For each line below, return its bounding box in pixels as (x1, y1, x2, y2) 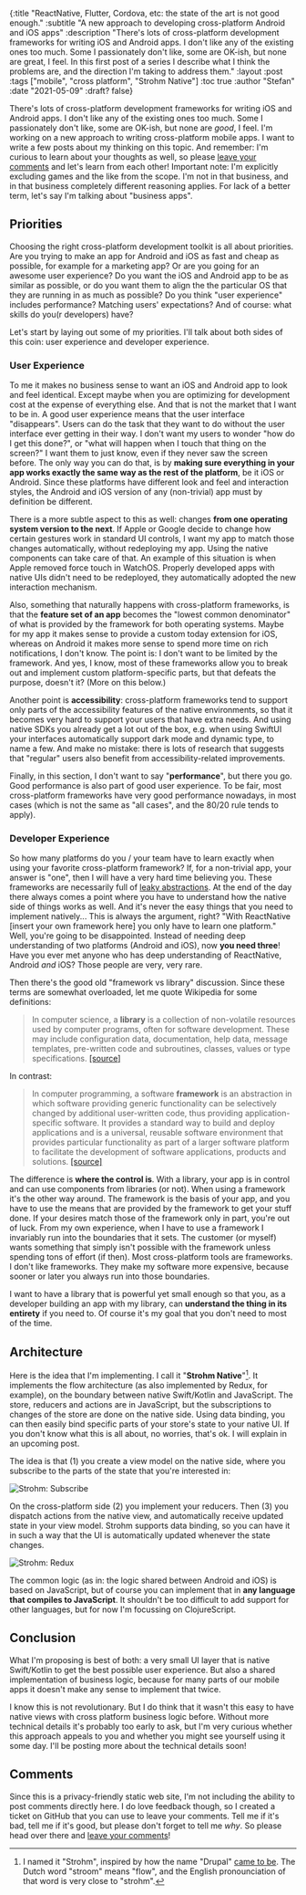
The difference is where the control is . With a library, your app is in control (9, 1174, 290, 1185)
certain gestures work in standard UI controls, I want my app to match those (9, 533, 295, 544)
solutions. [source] (31, 1157, 103, 1167)
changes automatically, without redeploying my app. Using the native (9, 543, 269, 554)
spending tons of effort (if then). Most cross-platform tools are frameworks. (9, 1251, 293, 1262)
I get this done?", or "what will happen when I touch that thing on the (9, 438, 267, 449)
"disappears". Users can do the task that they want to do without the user (9, 419, 285, 430)
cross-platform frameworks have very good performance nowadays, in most (9, 790, 297, 801)
